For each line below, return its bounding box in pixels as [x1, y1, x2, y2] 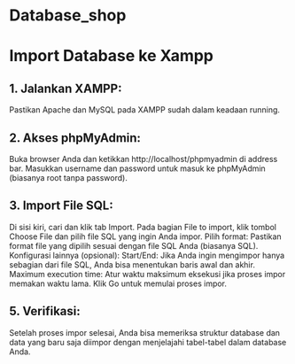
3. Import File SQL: [9, 198, 113, 213]
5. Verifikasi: [9, 304, 82, 319]
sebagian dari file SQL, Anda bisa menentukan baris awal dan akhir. [9, 259, 255, 270]
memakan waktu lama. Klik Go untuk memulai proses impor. [9, 278, 228, 289]
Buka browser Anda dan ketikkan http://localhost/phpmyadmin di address [9, 154, 278, 164]
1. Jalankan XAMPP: [9, 81, 122, 96]
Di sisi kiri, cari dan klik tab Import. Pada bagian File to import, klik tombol [9, 221, 277, 232]
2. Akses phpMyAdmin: [9, 130, 142, 145]
